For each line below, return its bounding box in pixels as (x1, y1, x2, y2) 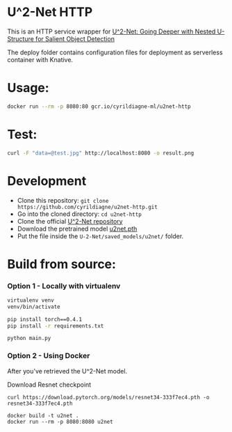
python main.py (7, 335, 51, 342)
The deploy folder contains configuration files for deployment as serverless (7, 48, 224, 56)
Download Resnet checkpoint (7, 380, 92, 389)
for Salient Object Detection (35, 34, 115, 43)
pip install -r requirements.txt (7, 322, 104, 330)
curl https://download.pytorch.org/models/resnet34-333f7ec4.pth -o (7, 394, 210, 401)
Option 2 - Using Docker (7, 351, 90, 361)
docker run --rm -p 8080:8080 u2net (7, 418, 113, 425)
